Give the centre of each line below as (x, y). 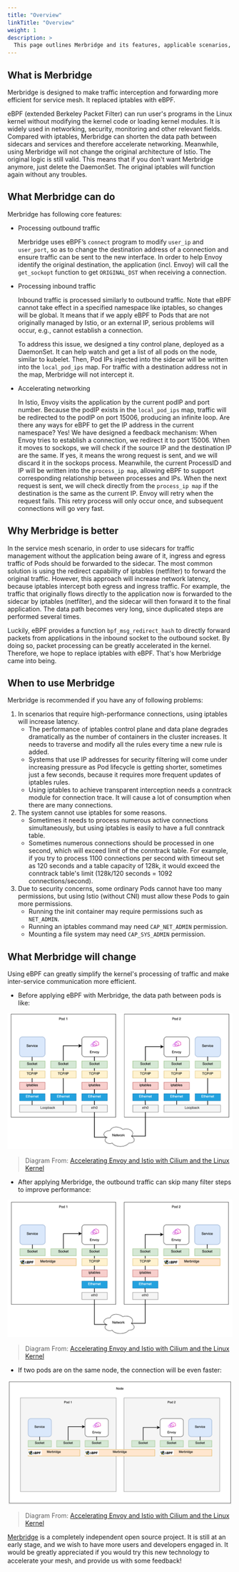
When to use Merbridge (61, 683)
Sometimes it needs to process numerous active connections (118, 820)
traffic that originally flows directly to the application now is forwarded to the (120, 594)
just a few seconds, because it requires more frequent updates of (124, 775)
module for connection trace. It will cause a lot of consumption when (129, 797)
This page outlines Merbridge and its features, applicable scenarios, (123, 45)
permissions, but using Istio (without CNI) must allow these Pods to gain (123, 896)
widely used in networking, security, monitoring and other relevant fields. (115, 129)
